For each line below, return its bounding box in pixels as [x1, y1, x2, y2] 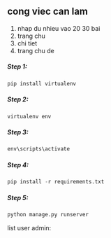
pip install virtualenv [7, 80, 77, 87]
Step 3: [7, 128, 29, 136]
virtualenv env [7, 113, 52, 120]
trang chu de [17, 46, 54, 55]
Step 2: [7, 95, 29, 104]
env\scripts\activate [7, 146, 71, 153]
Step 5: [7, 193, 29, 202]
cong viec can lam [7, 6, 89, 17]
